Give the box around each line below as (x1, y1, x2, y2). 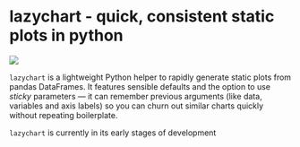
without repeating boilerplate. (9, 109, 118, 120)
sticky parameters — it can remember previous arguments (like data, (9, 91, 262, 101)
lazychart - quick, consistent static (9, 6, 275, 27)
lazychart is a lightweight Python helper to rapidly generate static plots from (9, 72, 292, 82)
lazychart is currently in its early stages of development (9, 127, 217, 138)
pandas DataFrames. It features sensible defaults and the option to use (9, 81, 271, 91)
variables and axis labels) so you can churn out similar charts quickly (9, 100, 264, 111)
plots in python (9, 25, 124, 46)
